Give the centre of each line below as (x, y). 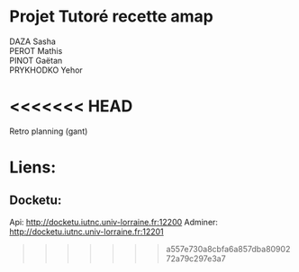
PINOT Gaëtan (36, 60)
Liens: (33, 167)
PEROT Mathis (36, 50)
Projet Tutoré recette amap (111, 17)
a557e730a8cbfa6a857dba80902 (228, 249)
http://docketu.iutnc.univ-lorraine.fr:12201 (86, 232)
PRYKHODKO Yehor (46, 70)
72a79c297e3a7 (196, 259)
